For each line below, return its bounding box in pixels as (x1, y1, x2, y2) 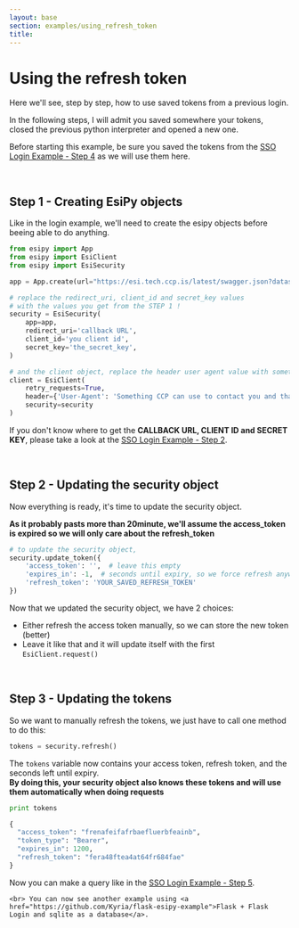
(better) (21, 629, 51, 640)
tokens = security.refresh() (9, 742, 117, 751)
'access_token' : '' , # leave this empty (25, 562, 181, 571)
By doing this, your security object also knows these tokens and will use (9, 776, 282, 787)
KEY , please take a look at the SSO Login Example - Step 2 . (9, 434, 228, 445)
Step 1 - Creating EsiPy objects (9, 193, 183, 209)
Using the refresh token (9, 68, 188, 88)
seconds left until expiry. (9, 768, 100, 778)
